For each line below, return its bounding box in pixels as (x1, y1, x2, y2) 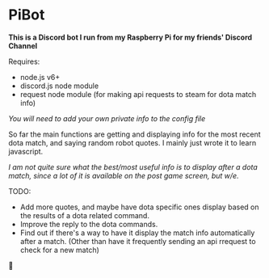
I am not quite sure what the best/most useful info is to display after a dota (8, 162, 258, 171)
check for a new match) (19, 245, 99, 255)
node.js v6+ (19, 72, 61, 82)
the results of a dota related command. (19, 210, 149, 220)
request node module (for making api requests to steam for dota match (19, 89, 257, 99)
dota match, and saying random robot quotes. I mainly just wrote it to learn (8, 137, 257, 147)
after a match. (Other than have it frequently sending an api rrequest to (19, 236, 256, 246)
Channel (8, 40, 38, 50)
